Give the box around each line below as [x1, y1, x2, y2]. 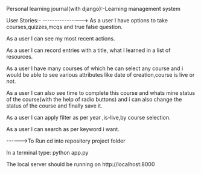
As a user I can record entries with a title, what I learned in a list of [6, 47, 171, 54]
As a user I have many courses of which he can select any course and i [6, 65, 183, 72]
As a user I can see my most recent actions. [6, 35, 115, 42]
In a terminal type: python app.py [6, 149, 89, 156]
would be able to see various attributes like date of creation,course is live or [6, 71, 195, 78]
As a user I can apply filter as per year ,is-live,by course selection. [6, 114, 171, 121]
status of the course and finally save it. [6, 102, 103, 109]
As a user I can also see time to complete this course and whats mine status [6, 89, 195, 96]
